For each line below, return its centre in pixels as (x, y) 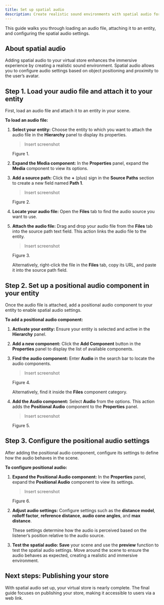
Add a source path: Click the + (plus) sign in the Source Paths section (83, 178)
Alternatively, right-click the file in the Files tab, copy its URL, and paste (84, 265)
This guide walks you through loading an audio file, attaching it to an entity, (81, 28)
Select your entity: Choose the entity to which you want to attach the (82, 130)
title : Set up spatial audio (35, 10)
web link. (14, 598)
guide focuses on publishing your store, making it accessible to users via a (80, 593)
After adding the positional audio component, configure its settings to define (82, 453)
